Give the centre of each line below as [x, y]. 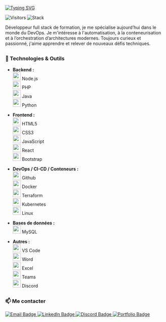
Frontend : [24, 115]
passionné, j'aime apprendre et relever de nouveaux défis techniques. [78, 43]
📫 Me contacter [25, 301]
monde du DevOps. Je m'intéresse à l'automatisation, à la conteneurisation [83, 33]
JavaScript [33, 141]
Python [29, 105]
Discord [30, 286]
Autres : [21, 241]
